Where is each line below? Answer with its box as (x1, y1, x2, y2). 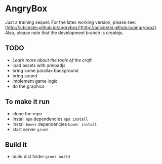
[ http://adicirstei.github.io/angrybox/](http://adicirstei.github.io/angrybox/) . (5, 24, 158, 30)
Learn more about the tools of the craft (12, 57, 92, 63)
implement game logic (12, 78, 58, 84)
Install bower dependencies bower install (12, 121, 97, 127)
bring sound (12, 72, 37, 79)
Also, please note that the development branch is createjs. (5, 30, 124, 35)
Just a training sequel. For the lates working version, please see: (5, 19, 136, 25)
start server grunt (12, 126, 48, 132)
